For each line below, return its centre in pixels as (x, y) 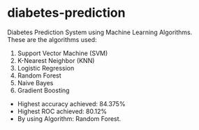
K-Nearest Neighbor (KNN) (56, 60)
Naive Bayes (35, 82)
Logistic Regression (46, 68)
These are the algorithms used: (52, 39)
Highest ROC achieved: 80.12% (62, 111)
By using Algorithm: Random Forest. (69, 118)
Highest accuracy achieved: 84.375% (71, 103)
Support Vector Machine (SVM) (62, 53)
